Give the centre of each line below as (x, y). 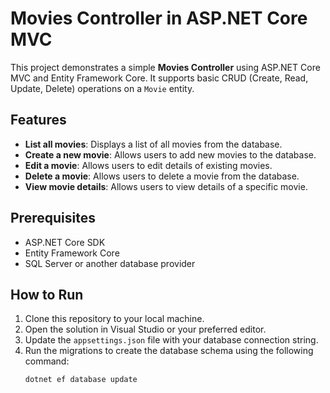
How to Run (47, 294)
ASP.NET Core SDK (65, 242)
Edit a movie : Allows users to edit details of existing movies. (148, 165)
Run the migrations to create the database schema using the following (169, 351)
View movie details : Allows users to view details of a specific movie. (166, 186)
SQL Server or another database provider (110, 263)
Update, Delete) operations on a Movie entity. (102, 88)
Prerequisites (53, 218)
